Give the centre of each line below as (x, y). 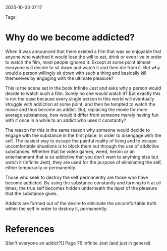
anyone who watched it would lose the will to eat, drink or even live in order (84, 57)
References (30, 229)
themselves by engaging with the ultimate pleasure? (59, 78)
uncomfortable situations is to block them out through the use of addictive (82, 146)
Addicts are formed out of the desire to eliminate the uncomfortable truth (81, 203)
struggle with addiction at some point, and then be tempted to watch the (80, 104)
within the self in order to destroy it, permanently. (57, 209)
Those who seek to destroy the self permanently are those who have (77, 177)
